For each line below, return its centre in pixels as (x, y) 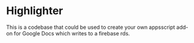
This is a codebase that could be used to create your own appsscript (91, 27)
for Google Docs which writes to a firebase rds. (72, 33)
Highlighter (35, 11)
